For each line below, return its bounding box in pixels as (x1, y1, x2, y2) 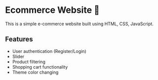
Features (5, 35, 33, 43)
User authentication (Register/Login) (12, 48, 86, 54)
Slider (12, 53, 25, 59)
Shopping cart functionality (12, 64, 68, 70)
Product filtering (12, 59, 45, 65)
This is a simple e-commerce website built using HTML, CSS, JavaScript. (5, 21, 154, 27)
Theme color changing (12, 69, 59, 75)
